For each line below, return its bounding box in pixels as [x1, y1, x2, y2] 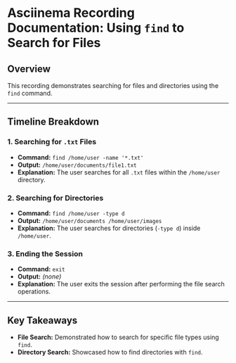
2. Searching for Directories [7, 193, 104, 203]
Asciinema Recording [7, 5, 135, 21]
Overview [7, 63, 51, 75]
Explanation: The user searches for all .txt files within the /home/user [17, 167, 221, 177]
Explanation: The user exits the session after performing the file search [17, 280, 225, 288]
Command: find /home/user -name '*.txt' [17, 153, 144, 161]
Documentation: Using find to [7, 20, 185, 36]
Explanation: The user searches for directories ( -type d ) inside [17, 224, 201, 232]
